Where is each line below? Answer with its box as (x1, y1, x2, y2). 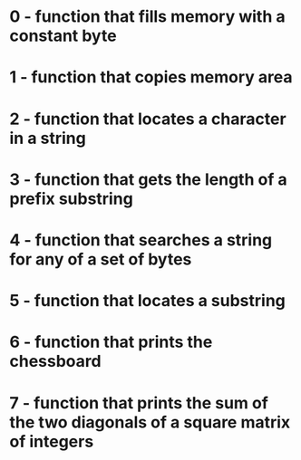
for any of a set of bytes (9, 249, 192, 269)
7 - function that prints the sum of (9, 392, 269, 413)
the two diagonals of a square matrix (9, 412, 291, 432)
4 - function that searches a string (9, 229, 273, 250)
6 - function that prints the (9, 332, 213, 352)
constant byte (9, 25, 117, 46)
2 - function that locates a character (9, 109, 287, 129)
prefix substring (9, 188, 133, 209)
